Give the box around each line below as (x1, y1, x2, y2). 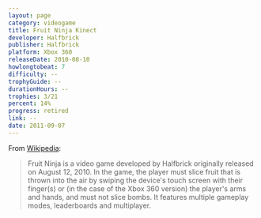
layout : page (8, 11, 51, 20)
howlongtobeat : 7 (8, 63, 66, 71)
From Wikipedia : (8, 143, 62, 152)
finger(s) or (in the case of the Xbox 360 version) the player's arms (27, 183, 247, 194)
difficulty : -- (8, 70, 59, 78)
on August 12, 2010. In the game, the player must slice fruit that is (27, 167, 241, 176)
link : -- (8, 115, 37, 122)
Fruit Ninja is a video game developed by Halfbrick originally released (27, 159, 255, 168)
